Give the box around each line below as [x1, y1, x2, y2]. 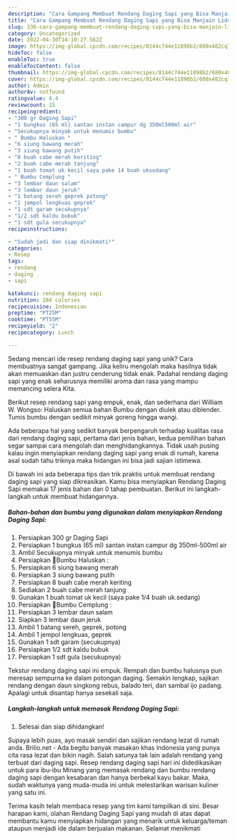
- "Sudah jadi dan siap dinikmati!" [8, 238, 115, 246]
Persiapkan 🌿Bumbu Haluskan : [18, 556, 109, 564]
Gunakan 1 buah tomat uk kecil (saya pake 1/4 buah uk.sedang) [18, 593, 200, 601]
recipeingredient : [8, 108, 62, 115]
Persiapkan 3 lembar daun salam [18, 608, 113, 616]
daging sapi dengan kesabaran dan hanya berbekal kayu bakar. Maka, [8, 773, 210, 781]
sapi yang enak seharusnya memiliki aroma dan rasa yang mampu [8, 377, 198, 385]
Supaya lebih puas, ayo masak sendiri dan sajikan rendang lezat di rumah [8, 736, 220, 744]
